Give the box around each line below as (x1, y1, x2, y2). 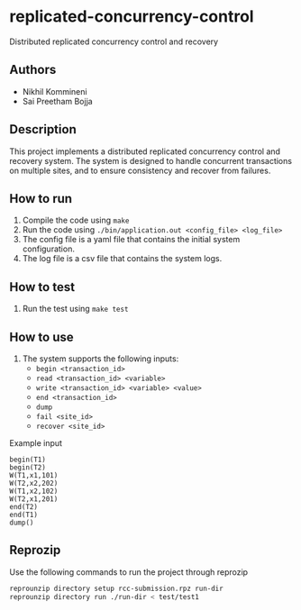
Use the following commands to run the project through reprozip (9, 566, 249, 578)
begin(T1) (9, 455, 47, 464)
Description (9, 122, 77, 137)
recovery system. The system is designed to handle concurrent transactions (9, 155, 293, 166)
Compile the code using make (22, 214, 130, 226)
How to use (9, 329, 74, 344)
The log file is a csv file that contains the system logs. (22, 253, 223, 264)
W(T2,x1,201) (9, 495, 59, 504)
